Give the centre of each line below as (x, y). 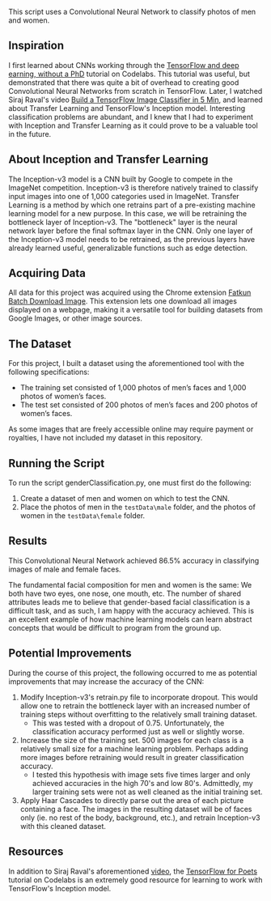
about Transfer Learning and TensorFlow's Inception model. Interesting (127, 108)
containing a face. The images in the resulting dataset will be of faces (136, 809)
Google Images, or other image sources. (76, 318)
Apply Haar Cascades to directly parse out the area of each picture (132, 800)
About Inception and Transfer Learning (108, 160)
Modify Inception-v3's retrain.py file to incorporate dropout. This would (139, 697)
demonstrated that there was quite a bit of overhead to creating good (124, 82)
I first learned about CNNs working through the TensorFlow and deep (124, 65)
